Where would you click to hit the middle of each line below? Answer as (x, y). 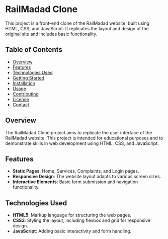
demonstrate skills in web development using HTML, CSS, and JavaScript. (82, 143)
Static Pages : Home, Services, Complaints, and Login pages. (76, 171)
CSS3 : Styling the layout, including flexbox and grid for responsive (81, 220)
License (21, 99)
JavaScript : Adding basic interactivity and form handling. (72, 231)
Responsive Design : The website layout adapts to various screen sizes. (87, 177)
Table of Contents (34, 50)
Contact (21, 105)
